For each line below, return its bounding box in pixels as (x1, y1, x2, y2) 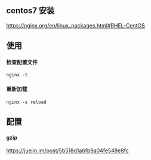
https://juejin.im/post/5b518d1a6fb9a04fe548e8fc (6, 147, 130, 154)
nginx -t (6, 72, 28, 78)
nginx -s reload (6, 99, 47, 105)
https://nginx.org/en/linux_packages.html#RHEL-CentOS (6, 21, 145, 29)
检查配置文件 (6, 59, 38, 66)
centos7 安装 (6, 5, 55, 16)
